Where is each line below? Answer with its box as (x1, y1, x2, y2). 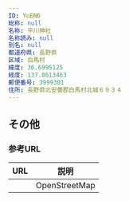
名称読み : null (8, 33, 54, 42)
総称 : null (8, 19, 42, 27)
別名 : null (8, 41, 42, 49)
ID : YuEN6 (8, 11, 41, 20)
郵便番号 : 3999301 (8, 78, 65, 86)
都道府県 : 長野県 (8, 49, 57, 57)
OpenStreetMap (35, 180, 96, 191)
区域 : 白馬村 (8, 57, 45, 65)
